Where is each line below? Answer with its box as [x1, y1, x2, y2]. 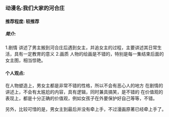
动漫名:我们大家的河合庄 [5, 4, 65, 11]
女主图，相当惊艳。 [5, 57, 46, 63]
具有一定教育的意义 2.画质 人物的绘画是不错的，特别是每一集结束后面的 [14, 51, 164, 57]
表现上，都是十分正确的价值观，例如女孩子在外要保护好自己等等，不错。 [5, 95, 157, 101]
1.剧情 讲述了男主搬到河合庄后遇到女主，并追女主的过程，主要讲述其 [5, 44, 149, 51]
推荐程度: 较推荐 [5, 18, 39, 24]
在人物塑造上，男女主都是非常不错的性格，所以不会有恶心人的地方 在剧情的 [5, 82, 163, 88]
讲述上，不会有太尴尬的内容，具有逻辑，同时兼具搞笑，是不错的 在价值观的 [5, 88, 163, 95]
